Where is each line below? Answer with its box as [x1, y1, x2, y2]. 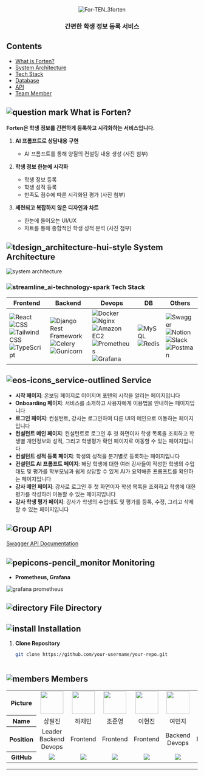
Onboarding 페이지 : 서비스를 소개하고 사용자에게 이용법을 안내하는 [15, 400, 174, 407]
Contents [6, 41, 42, 52]
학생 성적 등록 [24, 183, 57, 191]
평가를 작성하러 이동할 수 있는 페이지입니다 [15, 491, 117, 498]
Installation [37, 624, 81, 634]
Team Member [15, 89, 52, 97]
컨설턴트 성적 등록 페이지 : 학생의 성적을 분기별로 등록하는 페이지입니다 [15, 452, 180, 460]
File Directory [49, 603, 102, 613]
